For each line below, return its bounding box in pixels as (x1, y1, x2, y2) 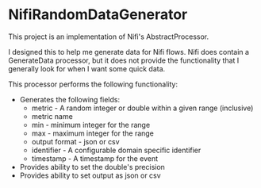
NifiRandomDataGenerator (8, 6, 188, 24)
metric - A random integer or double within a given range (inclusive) (31, 103, 254, 113)
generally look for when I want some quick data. (8, 63, 166, 73)
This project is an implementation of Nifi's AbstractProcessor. (8, 32, 209, 41)
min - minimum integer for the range (31, 120, 151, 129)
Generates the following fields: (19, 94, 121, 104)
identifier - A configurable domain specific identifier (31, 145, 202, 155)
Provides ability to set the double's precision (19, 162, 165, 171)
